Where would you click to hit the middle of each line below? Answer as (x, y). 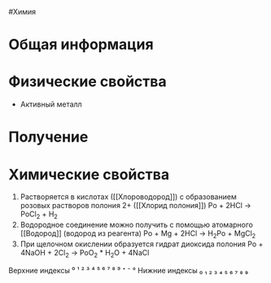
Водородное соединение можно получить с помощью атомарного (137, 225)
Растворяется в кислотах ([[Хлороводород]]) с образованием (129, 197)
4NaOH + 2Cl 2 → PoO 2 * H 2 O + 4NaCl (85, 253)
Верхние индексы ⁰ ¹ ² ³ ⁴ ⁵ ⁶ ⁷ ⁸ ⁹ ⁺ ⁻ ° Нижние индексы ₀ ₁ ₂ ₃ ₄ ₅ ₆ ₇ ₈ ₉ (128, 270)
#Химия (22, 12)
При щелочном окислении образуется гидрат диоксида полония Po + (142, 244)
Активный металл (51, 104)
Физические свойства (87, 82)
